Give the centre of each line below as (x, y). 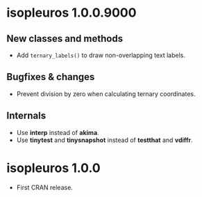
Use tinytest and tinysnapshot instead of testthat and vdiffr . (104, 140)
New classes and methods (65, 39)
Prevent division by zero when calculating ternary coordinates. (106, 94)
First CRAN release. (45, 187)
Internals (26, 116)
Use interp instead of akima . (58, 132)
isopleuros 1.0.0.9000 (71, 13)
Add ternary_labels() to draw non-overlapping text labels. (101, 55)
